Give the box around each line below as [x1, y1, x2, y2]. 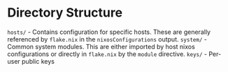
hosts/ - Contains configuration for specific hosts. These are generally [7, 28, 211, 36]
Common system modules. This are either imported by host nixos [7, 42, 196, 51]
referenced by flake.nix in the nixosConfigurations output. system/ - [7, 35, 208, 43]
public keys [22, 57, 55, 65]
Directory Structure [7, 5, 123, 21]
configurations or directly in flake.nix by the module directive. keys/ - [7, 50, 208, 58]
